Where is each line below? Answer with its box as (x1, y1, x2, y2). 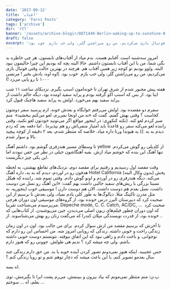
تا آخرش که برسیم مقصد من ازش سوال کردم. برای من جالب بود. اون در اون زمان (6, 222, 161, 229)
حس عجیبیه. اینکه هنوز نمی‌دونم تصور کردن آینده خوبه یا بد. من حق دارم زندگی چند (6, 248, 162, 254)
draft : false (6, 36, 34, 41)
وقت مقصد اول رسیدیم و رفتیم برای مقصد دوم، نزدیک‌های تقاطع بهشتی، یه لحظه (6, 164, 158, 170)
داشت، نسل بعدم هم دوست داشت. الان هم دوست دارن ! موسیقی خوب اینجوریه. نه (6, 185, 163, 191)
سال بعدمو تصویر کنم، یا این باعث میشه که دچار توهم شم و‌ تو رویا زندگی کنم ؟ (6, 253, 155, 260)
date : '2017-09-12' (6, 7, 47, 13)
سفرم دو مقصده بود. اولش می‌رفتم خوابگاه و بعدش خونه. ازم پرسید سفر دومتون (6, 106, 159, 112)
